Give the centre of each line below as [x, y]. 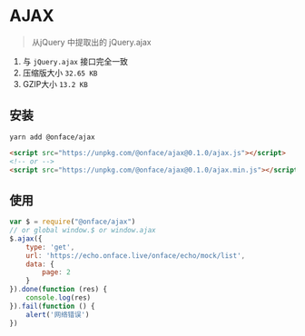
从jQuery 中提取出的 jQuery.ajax [91, 42]
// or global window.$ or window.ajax [83, 231]
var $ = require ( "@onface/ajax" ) [73, 222]
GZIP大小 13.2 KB [55, 84]
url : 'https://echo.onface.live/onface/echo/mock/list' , [136, 255]
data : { [40, 264]
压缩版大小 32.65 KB [60, 73]
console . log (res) [59, 298]
